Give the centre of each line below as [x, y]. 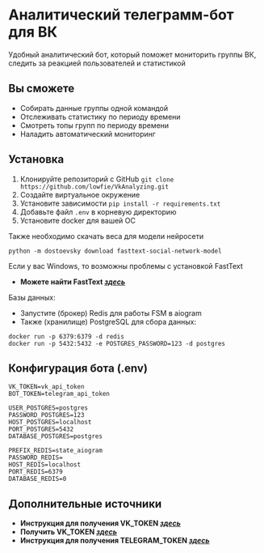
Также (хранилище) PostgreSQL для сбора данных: [108, 321]
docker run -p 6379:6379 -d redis [67, 336]
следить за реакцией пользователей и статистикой [97, 63]
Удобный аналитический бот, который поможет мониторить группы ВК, [132, 54]
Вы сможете [42, 89]
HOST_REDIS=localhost [45, 465]
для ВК [33, 32]
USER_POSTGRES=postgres [48, 408]
